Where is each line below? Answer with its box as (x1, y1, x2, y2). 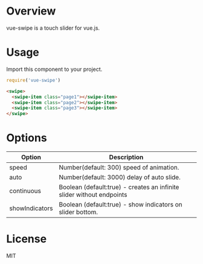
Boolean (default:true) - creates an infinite (59, 183, 179, 191)
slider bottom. (59, 208, 98, 216)
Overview (6, 4, 56, 18)
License (6, 232, 47, 246)
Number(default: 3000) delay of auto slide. (59, 173, 181, 182)
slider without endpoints (59, 191, 127, 199)
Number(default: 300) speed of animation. (59, 163, 179, 172)
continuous (9, 186, 41, 195)
